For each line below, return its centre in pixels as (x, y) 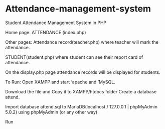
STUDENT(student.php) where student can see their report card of (74, 57)
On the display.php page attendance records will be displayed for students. (83, 72)
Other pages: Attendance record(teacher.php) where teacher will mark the (82, 42)
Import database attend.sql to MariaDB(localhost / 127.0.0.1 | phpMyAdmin (81, 106)
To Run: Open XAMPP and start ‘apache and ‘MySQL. (60, 82)
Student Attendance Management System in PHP (56, 23)
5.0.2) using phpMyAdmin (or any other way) (51, 112)
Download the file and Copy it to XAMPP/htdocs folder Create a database (81, 91)
